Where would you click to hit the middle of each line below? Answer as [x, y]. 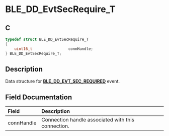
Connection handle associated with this [88, 120]
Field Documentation [38, 97]
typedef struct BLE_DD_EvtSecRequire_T [47, 39]
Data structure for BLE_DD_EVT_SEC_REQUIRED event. [62, 81]
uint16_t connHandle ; [54, 49]
